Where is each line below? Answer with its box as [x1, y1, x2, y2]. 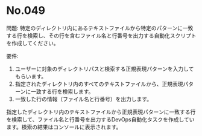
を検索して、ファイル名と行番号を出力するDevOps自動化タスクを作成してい [6, 115, 195, 123]
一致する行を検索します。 [31, 88, 94, 95]
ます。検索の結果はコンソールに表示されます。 [6, 123, 122, 131]
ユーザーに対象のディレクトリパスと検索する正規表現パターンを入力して [14, 65, 194, 73]
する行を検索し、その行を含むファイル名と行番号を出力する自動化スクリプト [6, 31, 197, 39]
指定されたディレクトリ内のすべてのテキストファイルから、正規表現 [14, 80, 183, 88]
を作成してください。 [6, 39, 59, 47]
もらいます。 [14, 73, 47, 80]
